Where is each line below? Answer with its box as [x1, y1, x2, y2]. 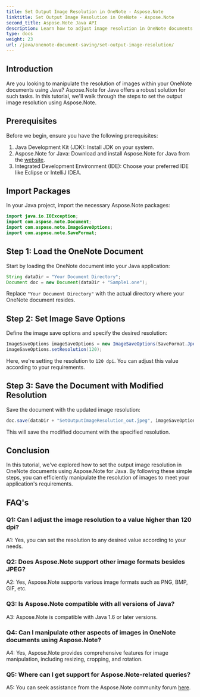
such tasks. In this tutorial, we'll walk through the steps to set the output [6, 92, 183, 99]
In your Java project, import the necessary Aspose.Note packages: [6, 202, 171, 209]
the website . [14, 156, 46, 163]
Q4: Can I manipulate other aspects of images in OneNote [6, 628, 176, 636]
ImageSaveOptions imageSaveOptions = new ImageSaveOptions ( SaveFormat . [6, 341, 187, 347]
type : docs [6, 31, 33, 37]
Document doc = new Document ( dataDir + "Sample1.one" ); [6, 279, 148, 285]
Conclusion [6, 446, 50, 456]
